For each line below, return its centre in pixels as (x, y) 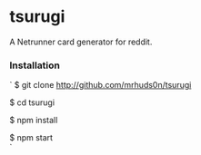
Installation (35, 65)
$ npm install (34, 121)
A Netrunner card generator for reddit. (81, 42)
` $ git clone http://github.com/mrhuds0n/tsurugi (100, 85)
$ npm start (31, 138)
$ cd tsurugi (32, 102)
